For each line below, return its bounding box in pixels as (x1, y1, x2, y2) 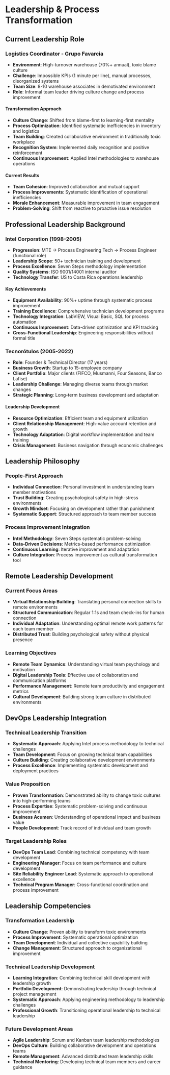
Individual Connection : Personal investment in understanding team (12, 484, 154, 490)
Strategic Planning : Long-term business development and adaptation (12, 392, 159, 398)
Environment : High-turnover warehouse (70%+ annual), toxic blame (12, 61, 156, 67)
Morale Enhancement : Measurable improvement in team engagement (12, 200, 160, 206)
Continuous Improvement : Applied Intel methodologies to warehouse (12, 155, 159, 161)
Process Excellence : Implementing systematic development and (12, 762, 148, 769)
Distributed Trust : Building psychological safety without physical (12, 631, 149, 638)
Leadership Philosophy (5, 457, 80, 466)
